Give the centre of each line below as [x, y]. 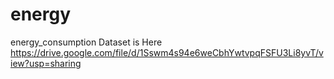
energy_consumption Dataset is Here [86, 42]
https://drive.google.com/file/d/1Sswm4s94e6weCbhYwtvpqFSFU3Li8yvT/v [167, 52]
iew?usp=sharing [46, 63]
